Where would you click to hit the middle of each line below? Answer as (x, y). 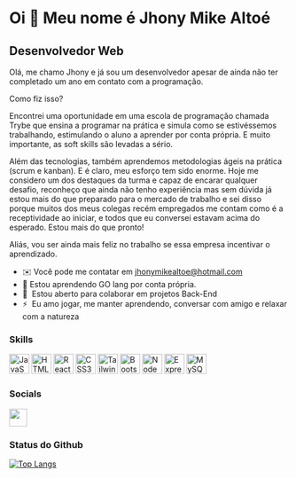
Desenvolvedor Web (66, 51)
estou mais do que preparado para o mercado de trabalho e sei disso (136, 199)
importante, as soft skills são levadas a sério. (91, 144)
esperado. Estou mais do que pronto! (77, 227)
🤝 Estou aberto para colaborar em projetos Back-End (120, 294)
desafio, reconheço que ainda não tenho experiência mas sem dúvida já (140, 189)
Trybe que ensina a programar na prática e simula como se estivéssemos (143, 125)
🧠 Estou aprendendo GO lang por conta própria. (109, 284)
